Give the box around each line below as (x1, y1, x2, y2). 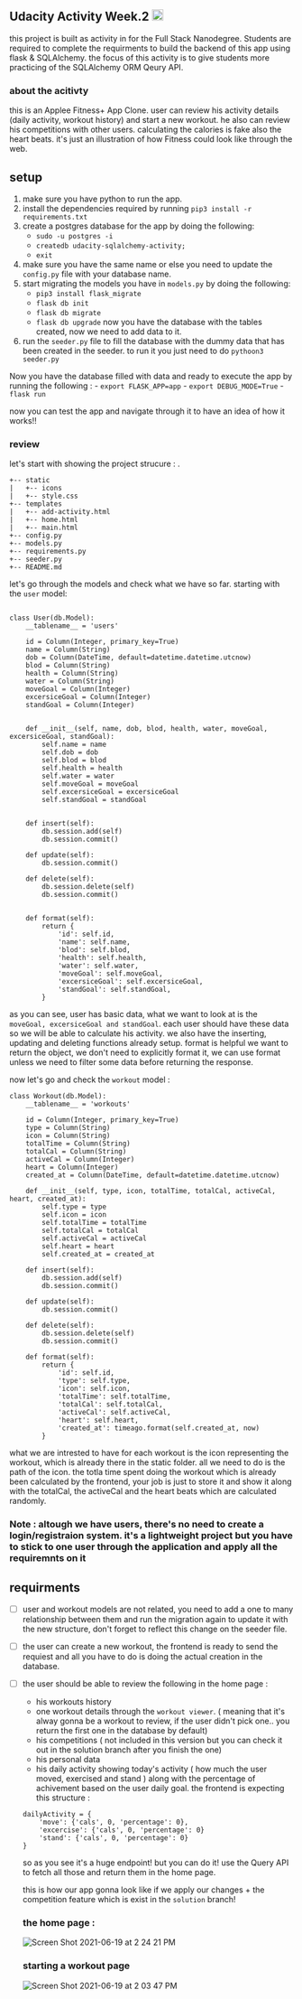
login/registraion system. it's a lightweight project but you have (9, 1529, 293, 1542)
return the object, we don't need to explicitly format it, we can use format (9, 1047, 281, 1058)
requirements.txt (22, 212, 88, 221)
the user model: (9, 588, 68, 599)
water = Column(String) (25, 677, 115, 687)
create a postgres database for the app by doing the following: (22, 220, 255, 231)
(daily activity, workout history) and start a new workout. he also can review (9, 115, 290, 126)
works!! (9, 415, 38, 425)
